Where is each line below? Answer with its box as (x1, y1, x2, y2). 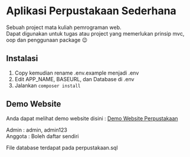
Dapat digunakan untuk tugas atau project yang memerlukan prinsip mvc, (6, 30, 185, 37)
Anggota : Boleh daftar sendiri (6, 132, 79, 140)
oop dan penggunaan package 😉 (6, 36, 87, 43)
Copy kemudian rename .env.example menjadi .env (14, 69, 139, 76)
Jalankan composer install (14, 82, 81, 89)
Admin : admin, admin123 (6, 126, 68, 133)
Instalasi (6, 53, 38, 63)
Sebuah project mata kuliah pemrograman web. (6, 24, 122, 31)
